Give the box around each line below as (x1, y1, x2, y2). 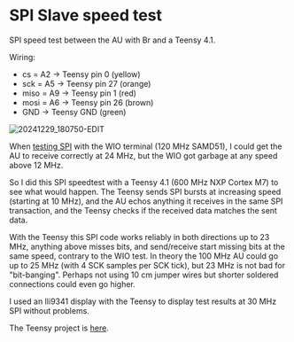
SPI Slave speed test (9, 5, 162, 26)
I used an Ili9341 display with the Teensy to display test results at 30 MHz (9, 296, 277, 307)
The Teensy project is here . (9, 323, 109, 333)
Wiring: (9, 51, 35, 62)
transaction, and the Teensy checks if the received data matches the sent (9, 205, 277, 215)
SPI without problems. (9, 305, 90, 315)
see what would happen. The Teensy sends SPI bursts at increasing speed (9, 186, 282, 197)
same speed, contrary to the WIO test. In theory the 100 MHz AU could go (9, 250, 279, 261)
